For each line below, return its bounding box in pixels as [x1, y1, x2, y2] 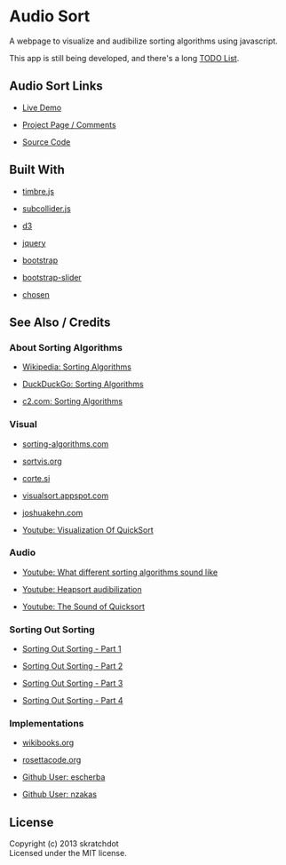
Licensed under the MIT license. [9, 848, 127, 859]
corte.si [21, 472, 51, 483]
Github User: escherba [21, 772, 106, 782]
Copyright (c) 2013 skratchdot [9, 838, 119, 849]
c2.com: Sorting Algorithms [21, 396, 123, 407]
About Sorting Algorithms [9, 341, 123, 353]
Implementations [9, 718, 84, 730]
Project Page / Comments [21, 119, 117, 130]
